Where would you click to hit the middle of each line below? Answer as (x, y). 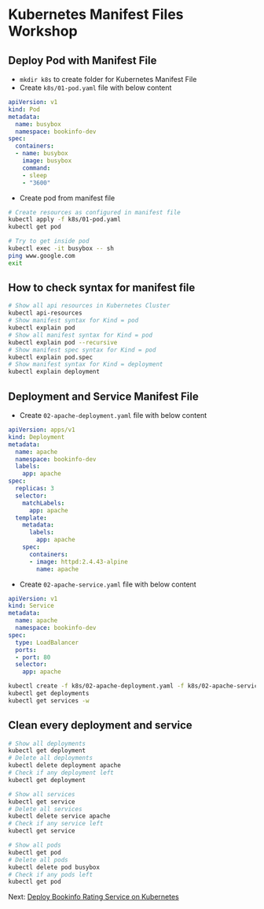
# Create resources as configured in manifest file (94, 212)
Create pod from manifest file (67, 198)
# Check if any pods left (50, 874)
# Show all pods (35, 845)
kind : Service (31, 606)
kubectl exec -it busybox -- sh (61, 248)
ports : (26, 650)
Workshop (43, 31)
